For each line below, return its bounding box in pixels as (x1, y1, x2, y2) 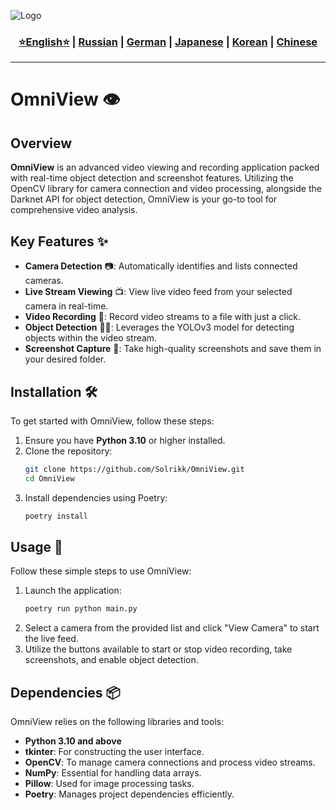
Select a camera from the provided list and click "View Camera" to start (24, 622, 320, 634)
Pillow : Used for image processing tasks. (24, 778, 195, 790)
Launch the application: (24, 585, 122, 597)
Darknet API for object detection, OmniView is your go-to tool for (10, 193, 278, 205)
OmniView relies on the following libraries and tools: (10, 716, 225, 728)
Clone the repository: (24, 445, 113, 457)
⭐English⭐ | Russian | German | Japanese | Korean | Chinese (18, 35, 318, 49)
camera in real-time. (24, 300, 109, 312)
